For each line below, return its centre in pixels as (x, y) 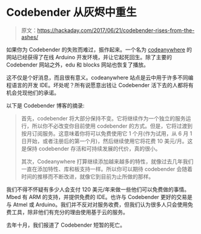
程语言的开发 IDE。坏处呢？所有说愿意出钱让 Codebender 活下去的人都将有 (100, 85)
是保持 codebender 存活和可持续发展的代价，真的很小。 (91, 148)
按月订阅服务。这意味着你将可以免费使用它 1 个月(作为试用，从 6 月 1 (107, 133)
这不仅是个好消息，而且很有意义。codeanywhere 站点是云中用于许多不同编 (100, 77)
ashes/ (29, 37)
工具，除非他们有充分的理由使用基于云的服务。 (70, 212)
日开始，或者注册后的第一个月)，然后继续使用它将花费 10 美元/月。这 (107, 141)
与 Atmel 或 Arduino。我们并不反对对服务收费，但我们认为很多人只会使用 (97, 204)
